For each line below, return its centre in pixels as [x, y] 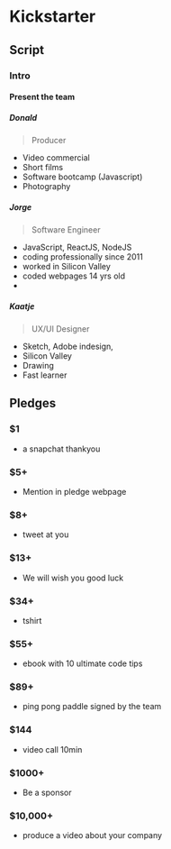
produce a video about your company [92, 835]
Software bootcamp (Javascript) [82, 177]
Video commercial [56, 158]
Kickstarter [53, 17]
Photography [46, 187]
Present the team [42, 97]
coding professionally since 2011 [83, 257]
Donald [23, 117]
